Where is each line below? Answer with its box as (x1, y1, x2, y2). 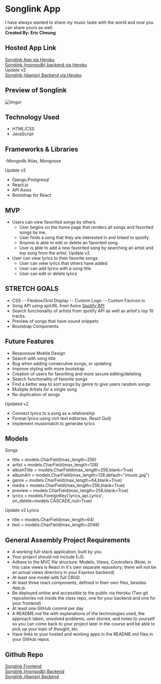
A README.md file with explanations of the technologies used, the (12, 611, 145, 617)
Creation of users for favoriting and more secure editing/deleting (12, 371, 142, 377)
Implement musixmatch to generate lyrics (12, 420, 96, 426)
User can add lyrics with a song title (19, 266, 91, 271)
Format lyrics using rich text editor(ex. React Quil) (12, 415, 112, 421)
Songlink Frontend (5, 663, 42, 669)
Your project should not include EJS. (12, 554, 85, 560)
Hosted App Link (5, 44, 57, 52)
